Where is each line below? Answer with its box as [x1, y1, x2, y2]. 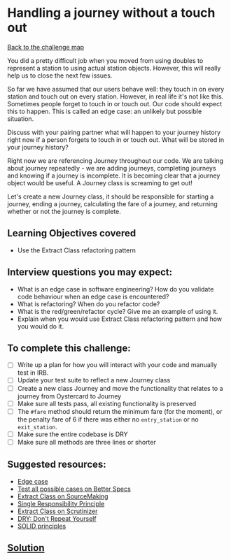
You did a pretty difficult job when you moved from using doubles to [7, 56, 204, 64]
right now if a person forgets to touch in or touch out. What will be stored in [7, 135, 225, 144]
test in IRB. [17, 368, 49, 377]
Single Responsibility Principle [17, 499, 105, 508]
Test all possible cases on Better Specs [17, 484, 131, 493]
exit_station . [17, 422, 57, 431]
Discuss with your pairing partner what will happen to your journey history [7, 128, 221, 136]
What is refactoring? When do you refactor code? [17, 299, 160, 308]
